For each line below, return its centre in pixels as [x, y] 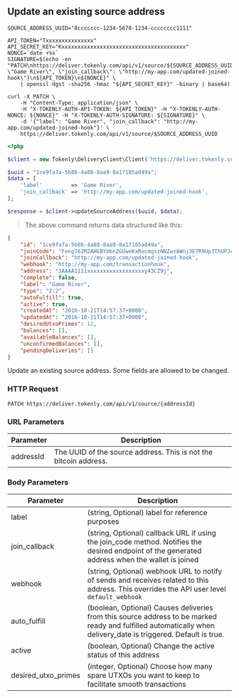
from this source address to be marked [152, 617]
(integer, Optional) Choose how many [150, 667]
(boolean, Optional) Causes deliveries [150, 608]
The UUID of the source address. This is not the [133, 453]
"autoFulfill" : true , [52, 297]
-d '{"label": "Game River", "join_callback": [90, 121]
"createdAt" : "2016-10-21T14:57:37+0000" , [84, 311]
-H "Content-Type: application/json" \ [79, 102]
